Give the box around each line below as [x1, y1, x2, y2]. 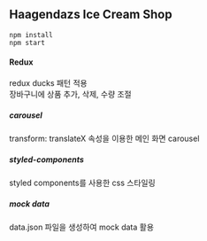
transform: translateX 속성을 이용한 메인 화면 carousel [9, 133, 200, 144]
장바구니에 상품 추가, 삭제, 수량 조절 [9, 89, 132, 100]
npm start [9, 38, 46, 47]
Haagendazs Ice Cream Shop [9, 7, 172, 22]
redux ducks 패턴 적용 [9, 78, 88, 89]
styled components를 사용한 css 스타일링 [9, 177, 157, 188]
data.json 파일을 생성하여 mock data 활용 [9, 222, 155, 232]
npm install [9, 30, 53, 39]
